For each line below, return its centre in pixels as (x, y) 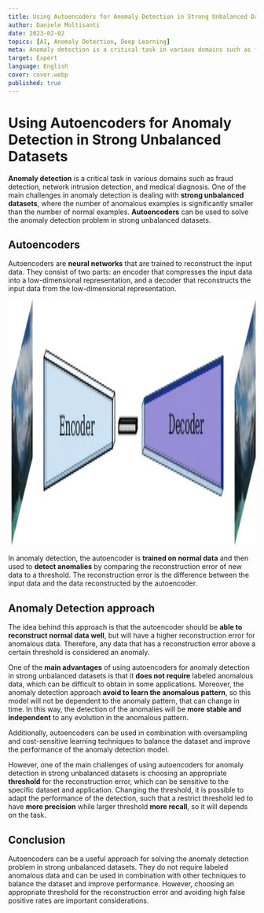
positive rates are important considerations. (79, 900)
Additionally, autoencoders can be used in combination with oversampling (128, 733)
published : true (35, 83)
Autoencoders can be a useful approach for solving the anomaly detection (128, 859)
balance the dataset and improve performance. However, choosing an (121, 884)
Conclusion (37, 839)
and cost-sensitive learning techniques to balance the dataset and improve (129, 741)
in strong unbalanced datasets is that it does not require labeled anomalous (131, 676)
